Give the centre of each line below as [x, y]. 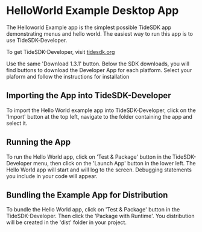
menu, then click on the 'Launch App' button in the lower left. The [114, 163]
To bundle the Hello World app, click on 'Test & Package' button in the [93, 210]
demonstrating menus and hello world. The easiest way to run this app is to [100, 33]
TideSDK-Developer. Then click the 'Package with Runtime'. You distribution [100, 216]
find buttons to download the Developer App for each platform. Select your [99, 70]
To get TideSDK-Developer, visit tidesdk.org [61, 51]
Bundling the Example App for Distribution [87, 195]
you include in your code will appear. [52, 176]
